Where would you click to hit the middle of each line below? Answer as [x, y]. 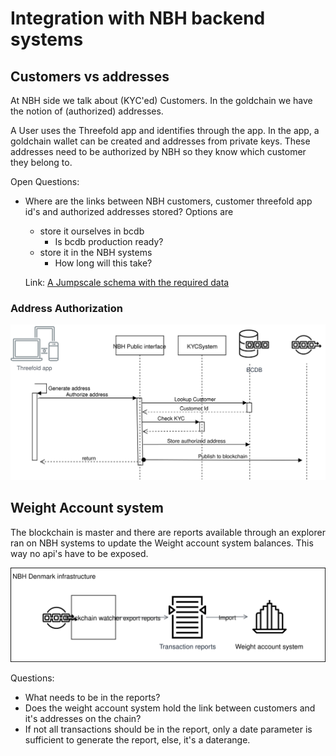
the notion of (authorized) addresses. [87, 111]
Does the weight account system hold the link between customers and [170, 708]
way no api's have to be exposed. [79, 553]
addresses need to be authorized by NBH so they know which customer [158, 151]
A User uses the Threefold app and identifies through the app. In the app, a [165, 130]
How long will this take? [103, 263]
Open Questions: [45, 181]
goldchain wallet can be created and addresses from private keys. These [160, 141]
